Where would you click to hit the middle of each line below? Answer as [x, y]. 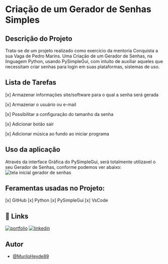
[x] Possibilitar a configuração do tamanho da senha [59, 114]
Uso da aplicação [33, 150]
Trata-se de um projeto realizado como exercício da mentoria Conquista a [82, 51]
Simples [23, 20]
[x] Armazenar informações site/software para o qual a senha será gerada [82, 95]
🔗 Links [17, 216]
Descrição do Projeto [39, 39]
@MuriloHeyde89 [31, 256]
